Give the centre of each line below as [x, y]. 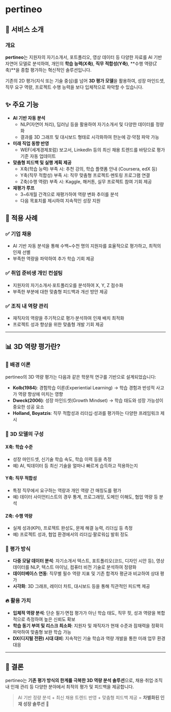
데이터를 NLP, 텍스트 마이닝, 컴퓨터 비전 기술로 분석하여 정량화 [75, 567]
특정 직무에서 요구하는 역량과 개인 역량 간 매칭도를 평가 [67, 490]
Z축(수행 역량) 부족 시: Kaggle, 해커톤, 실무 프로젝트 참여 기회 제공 [86, 181]
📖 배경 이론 [18, 365]
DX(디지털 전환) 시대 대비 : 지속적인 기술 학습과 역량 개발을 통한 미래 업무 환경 [89, 638]
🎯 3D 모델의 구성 [24, 434]
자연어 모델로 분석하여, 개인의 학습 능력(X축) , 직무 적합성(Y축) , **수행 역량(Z [81, 63]
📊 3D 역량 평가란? [33, 347]
